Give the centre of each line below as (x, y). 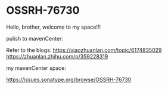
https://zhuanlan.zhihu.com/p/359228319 (57, 56)
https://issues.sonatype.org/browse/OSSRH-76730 (69, 79)
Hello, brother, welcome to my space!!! (54, 27)
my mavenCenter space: (36, 68)
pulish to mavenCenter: (35, 38)
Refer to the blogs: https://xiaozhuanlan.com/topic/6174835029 (84, 50)
